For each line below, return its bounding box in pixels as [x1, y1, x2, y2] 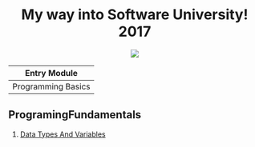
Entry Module [25, 67, 79, 78]
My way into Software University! [21, 6, 249, 24]
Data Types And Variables [19, 129, 106, 139]
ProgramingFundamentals [8, 108, 142, 121]
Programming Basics [12, 81, 91, 92]
